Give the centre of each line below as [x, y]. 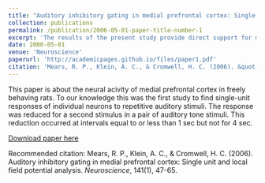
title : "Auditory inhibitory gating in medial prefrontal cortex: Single [132, 15]
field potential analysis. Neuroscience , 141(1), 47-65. [93, 170]
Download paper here [43, 138]
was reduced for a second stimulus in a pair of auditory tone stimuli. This [127, 114]
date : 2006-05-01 [37, 45]
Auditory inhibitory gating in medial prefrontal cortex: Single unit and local [128, 162]
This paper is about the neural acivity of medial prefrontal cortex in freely [127, 89]
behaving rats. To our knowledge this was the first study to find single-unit [129, 97]
